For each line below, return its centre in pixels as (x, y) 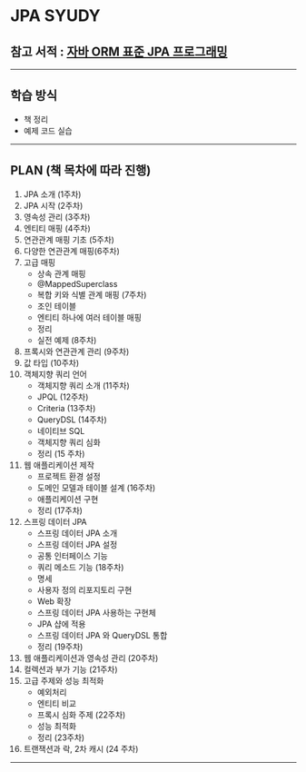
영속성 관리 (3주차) (57, 217)
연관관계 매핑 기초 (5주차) (69, 239)
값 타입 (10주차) (51, 362)
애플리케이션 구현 (68, 499)
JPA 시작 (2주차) (53, 205)
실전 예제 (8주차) (67, 340)
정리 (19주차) (60, 647)
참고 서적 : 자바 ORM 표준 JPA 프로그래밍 (119, 51)
